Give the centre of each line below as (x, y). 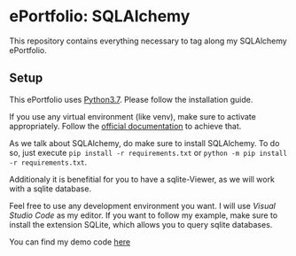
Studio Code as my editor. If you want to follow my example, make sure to (144, 215)
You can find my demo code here (70, 242)
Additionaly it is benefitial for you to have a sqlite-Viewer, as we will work (142, 179)
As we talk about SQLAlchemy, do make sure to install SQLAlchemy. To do (144, 143)
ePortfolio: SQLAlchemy (100, 16)
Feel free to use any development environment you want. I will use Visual (143, 206)
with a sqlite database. (50, 189)
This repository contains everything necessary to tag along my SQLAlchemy (148, 41)
